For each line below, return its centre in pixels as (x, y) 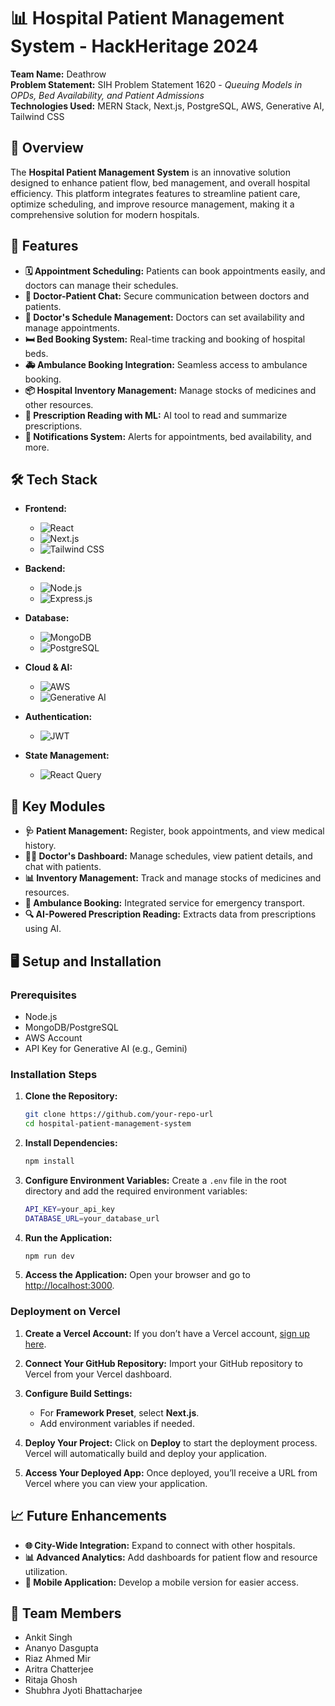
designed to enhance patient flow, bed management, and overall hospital (160, 182)
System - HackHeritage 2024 (134, 46)
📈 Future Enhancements (89, 1516)
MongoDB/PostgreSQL (71, 1027)
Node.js (41, 1016)
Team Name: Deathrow (58, 74)
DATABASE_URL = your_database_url (92, 1218)
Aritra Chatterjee (59, 1669)
